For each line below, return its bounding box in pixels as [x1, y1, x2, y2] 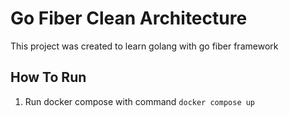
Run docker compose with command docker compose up [24, 95, 256, 107]
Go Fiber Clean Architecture [10, 7, 248, 30]
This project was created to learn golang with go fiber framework [10, 40, 279, 52]
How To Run [10, 69, 87, 86]
